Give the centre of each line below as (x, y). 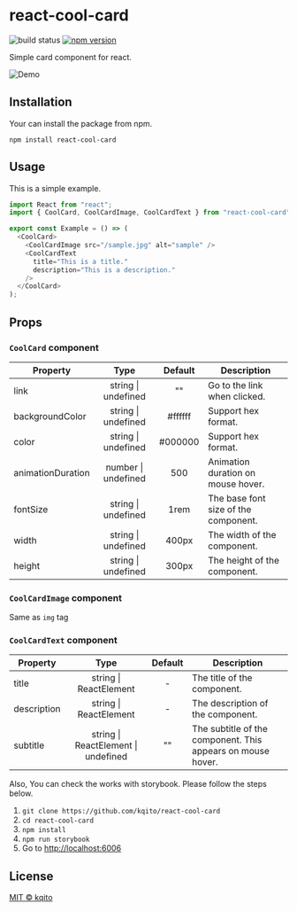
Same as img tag (39, 618)
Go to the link (235, 385)
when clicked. (236, 396)
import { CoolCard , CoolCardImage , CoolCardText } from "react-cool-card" (150, 213)
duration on (232, 472)
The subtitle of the (229, 729)
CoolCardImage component (65, 597)
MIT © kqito (31, 898)
